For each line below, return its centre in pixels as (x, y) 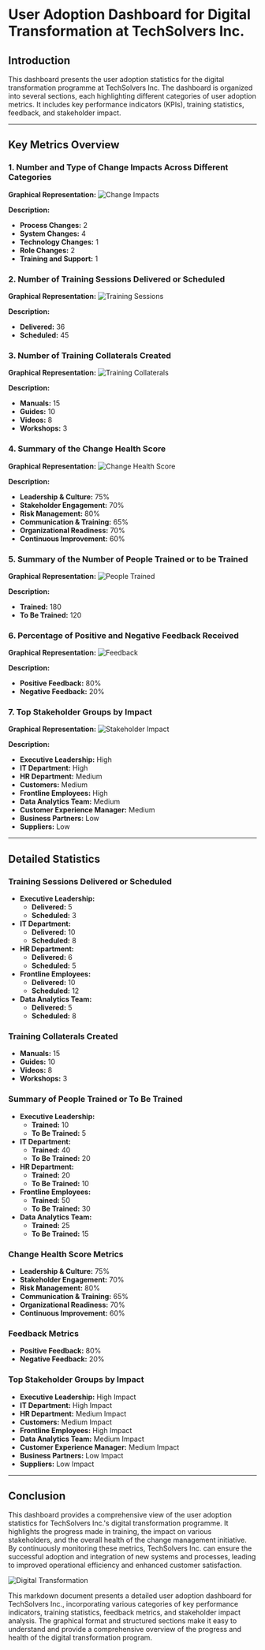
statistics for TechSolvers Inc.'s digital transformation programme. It (118, 1523)
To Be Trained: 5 (59, 1133)
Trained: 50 (51, 1200)
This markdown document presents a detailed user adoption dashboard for (130, 1596)
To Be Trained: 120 (50, 615)
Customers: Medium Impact (65, 1422)
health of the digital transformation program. (80, 1637)
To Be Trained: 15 (60, 1234)
